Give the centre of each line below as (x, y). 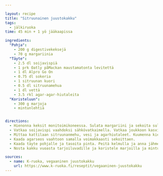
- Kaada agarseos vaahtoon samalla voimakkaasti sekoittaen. (73, 139)
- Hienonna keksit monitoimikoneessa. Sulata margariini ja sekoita (80, 126)
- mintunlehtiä (29, 108)
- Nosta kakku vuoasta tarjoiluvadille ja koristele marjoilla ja (78, 148)
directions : (17, 121)
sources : (14, 157)
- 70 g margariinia (33, 54)
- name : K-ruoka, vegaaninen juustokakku (52, 161)
